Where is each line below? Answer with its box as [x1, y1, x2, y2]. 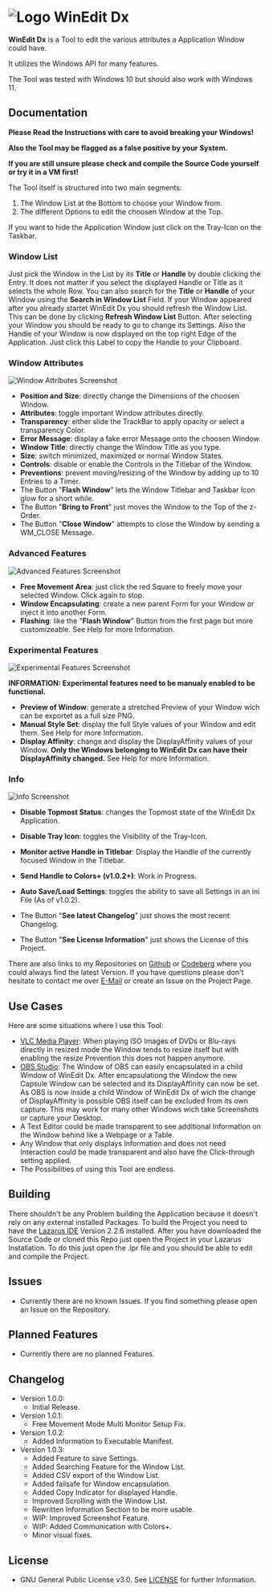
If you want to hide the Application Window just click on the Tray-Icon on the [8, 222, 262, 232]
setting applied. [19, 1156, 72, 1165]
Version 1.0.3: [19, 1445, 65, 1455]
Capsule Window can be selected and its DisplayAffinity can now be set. [19, 1079, 259, 1088]
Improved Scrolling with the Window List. [31, 1496, 168, 1506]
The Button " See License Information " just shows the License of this [19, 935, 249, 945]
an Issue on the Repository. [19, 1304, 111, 1314]
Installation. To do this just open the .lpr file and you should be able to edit [8, 1243, 253, 1252]
